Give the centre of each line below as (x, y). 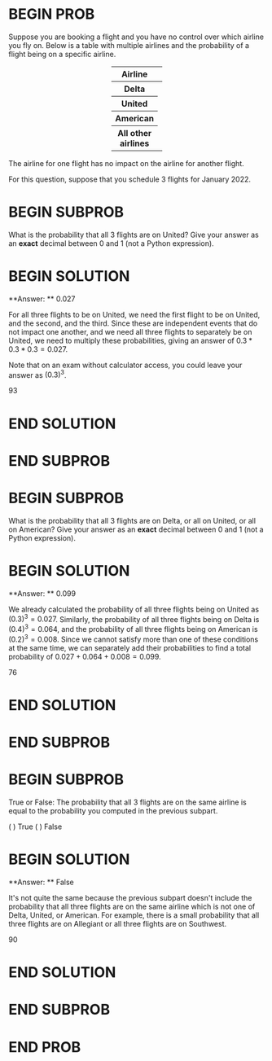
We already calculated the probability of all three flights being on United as (134, 609)
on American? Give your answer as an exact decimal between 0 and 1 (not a (136, 529)
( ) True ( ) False (35, 826)
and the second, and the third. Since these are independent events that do (133, 323)
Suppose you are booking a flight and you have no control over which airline (136, 37)
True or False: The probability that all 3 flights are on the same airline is (127, 802)
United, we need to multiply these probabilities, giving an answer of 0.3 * (130, 340)
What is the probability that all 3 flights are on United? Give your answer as (134, 235)
